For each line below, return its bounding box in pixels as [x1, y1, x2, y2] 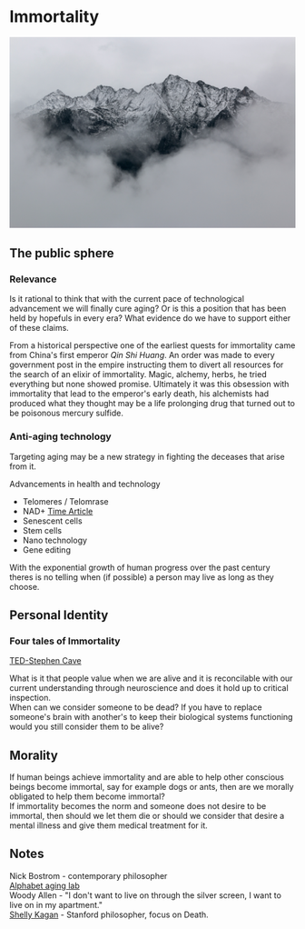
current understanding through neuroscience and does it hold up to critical [9, 683, 289, 694]
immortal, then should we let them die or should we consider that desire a [9, 811, 285, 822]
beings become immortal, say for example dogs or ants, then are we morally [9, 782, 294, 793]
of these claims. [9, 323, 70, 334]
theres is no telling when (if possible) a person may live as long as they [9, 571, 274, 583]
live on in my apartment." [9, 899, 103, 910]
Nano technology [22, 534, 88, 545]
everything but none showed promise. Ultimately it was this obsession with [9, 379, 290, 390]
